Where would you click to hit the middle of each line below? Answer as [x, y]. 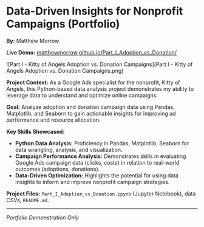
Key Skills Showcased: [36, 131]
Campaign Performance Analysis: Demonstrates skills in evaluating [100, 156]
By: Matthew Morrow [33, 41]
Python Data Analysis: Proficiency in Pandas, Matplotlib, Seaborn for [102, 143]
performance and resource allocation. [54, 120]
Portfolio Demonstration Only [42, 217]
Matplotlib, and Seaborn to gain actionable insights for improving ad [91, 113]
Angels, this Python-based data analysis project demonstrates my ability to [100, 88]
